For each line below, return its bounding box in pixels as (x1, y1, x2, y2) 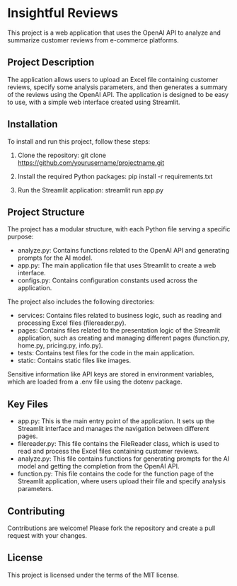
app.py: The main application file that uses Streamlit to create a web (17, 261, 216, 270)
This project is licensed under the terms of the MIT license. (7, 570, 179, 579)
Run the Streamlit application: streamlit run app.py (17, 185, 164, 194)
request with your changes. (7, 532, 87, 539)
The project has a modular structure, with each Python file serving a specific (7, 225, 231, 234)
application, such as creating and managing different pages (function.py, (17, 334, 230, 343)
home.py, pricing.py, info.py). (17, 341, 103, 350)
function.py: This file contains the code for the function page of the (17, 469, 214, 478)
